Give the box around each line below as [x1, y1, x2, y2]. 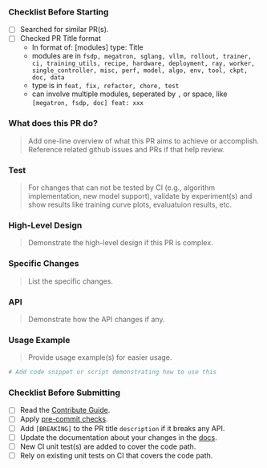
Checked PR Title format [19, 34, 102, 43]
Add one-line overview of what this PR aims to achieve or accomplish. [27, 135, 259, 146]
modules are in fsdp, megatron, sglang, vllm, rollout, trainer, [31, 51, 253, 61]
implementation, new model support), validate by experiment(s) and [27, 192, 253, 201]
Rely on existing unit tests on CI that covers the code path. [19, 450, 213, 460]
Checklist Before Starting [8, 6, 109, 18]
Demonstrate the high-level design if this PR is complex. [27, 238, 214, 248]
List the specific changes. [27, 276, 114, 286]
